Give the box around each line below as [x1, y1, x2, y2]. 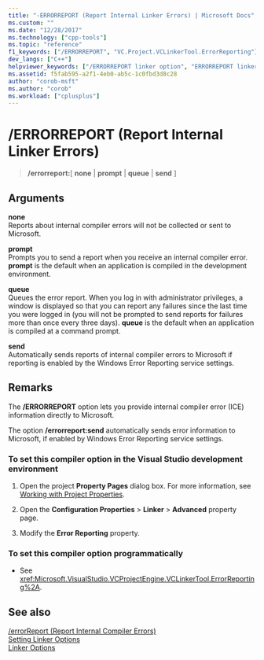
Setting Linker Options [8, 635, 81, 644]
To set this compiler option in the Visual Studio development [8, 453, 244, 464]
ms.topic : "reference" [8, 41, 82, 49]
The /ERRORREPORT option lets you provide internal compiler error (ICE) [8, 402, 245, 411]
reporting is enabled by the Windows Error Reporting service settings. [8, 359, 234, 367]
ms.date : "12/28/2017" [8, 26, 82, 34]
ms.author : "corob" [8, 84, 72, 93]
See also [8, 605, 51, 618]
